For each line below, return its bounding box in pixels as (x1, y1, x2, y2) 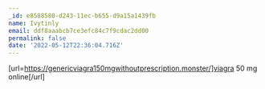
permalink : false (8, 34, 67, 42)
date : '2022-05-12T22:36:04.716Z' (8, 42, 124, 50)
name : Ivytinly (8, 19, 59, 27)
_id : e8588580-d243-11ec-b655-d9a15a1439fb (8, 11, 157, 20)
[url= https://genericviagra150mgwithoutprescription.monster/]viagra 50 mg (8, 63, 258, 73)
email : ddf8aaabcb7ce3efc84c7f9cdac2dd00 (8, 26, 149, 34)
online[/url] (8, 72, 46, 82)
